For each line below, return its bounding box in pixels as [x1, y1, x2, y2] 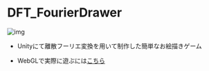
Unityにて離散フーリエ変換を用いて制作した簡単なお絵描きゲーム [17, 41, 202, 50]
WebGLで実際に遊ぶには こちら [17, 57, 105, 65]
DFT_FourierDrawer [7, 5, 122, 21]
